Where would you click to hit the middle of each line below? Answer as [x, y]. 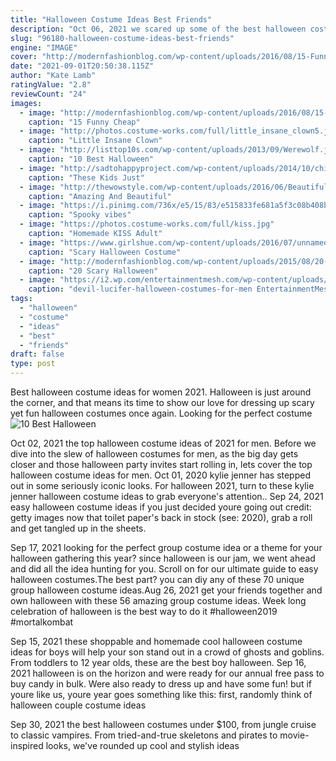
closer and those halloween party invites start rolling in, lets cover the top [161, 464]
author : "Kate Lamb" [53, 76]
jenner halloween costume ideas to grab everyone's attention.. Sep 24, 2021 [167, 496]
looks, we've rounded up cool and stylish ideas [142, 745]
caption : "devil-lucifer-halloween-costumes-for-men [140, 289]
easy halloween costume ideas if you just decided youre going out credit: [161, 507]
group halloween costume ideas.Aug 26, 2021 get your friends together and [166, 590]
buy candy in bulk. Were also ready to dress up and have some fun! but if [161, 684]
